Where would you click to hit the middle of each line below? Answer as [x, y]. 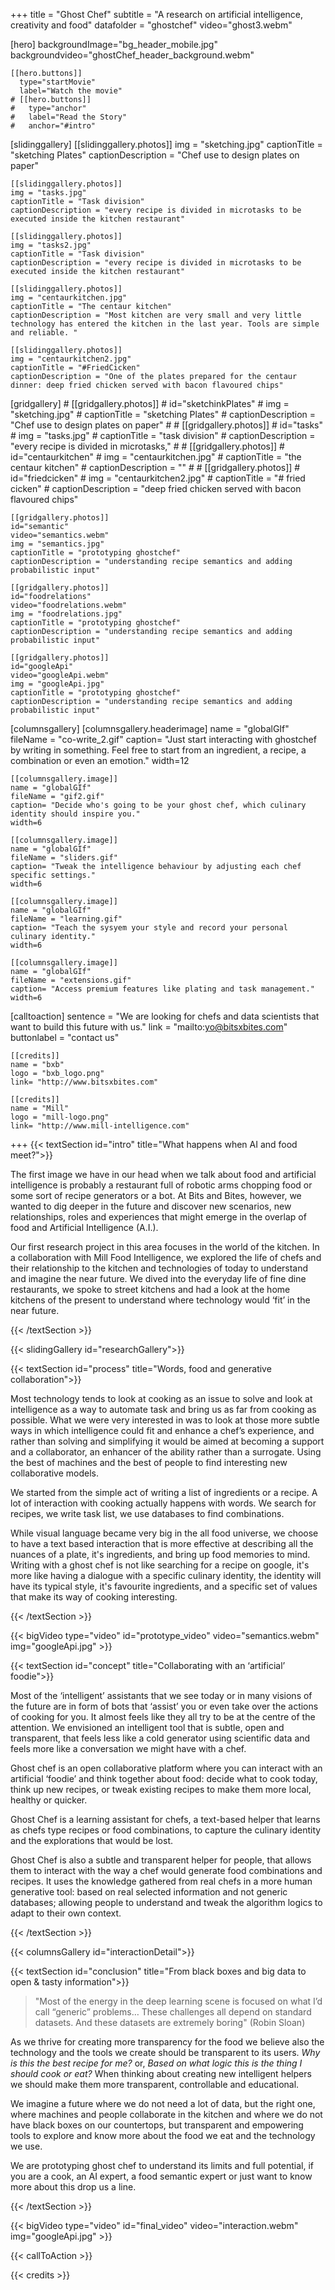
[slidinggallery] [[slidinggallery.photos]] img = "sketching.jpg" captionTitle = [166, 144]
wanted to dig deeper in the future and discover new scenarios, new [151, 1206]
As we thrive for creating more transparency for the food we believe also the [167, 2042]
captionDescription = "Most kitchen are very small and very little [156, 315]
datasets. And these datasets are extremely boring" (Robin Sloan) [170, 2022]
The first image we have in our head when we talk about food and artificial [163, 1174]
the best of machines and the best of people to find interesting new [149, 1462]
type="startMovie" [58, 82]
